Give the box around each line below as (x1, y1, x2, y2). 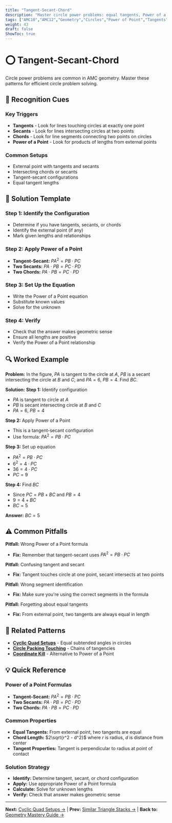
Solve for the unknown (12, 304, 61, 310)
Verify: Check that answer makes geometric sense (12, 792, 120, 798)
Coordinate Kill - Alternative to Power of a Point (12, 650, 114, 657)
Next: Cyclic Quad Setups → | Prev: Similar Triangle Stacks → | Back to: (5, 807, 158, 813)
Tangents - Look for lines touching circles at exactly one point (12, 122, 144, 128)
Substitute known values (12, 298, 65, 304)
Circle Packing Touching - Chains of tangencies (12, 645, 115, 652)
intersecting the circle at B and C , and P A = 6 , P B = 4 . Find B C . (5, 376, 138, 382)
